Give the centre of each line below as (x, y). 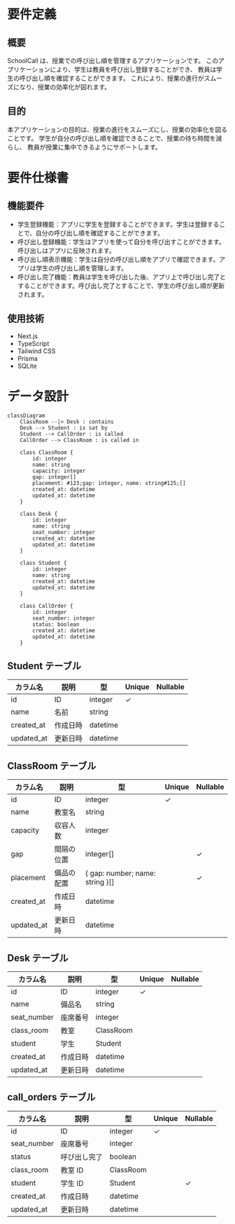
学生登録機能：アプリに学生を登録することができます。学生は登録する (118, 224)
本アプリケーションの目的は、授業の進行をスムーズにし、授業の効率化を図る (117, 129)
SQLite (27, 366)
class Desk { (39, 514)
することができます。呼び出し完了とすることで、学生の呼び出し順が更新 (121, 286)
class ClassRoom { (47, 452)
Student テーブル (44, 666)
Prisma (28, 358)
